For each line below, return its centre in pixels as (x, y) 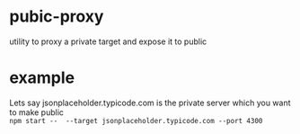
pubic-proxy (57, 17)
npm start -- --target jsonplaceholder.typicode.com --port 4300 (136, 121)
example (42, 78)
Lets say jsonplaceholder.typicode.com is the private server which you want (150, 103)
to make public (37, 112)
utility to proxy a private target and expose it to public (108, 41)
